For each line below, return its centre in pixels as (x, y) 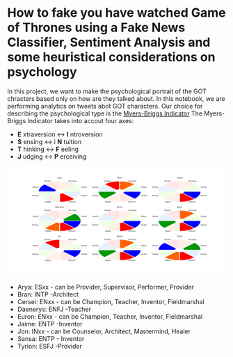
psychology (42, 72)
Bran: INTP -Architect (48, 294)
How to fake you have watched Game (116, 13)
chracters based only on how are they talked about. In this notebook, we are (116, 98)
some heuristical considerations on (111, 57)
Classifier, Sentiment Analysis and (109, 42)
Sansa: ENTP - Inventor (51, 338)
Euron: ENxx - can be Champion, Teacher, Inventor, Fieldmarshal (110, 316)
